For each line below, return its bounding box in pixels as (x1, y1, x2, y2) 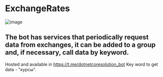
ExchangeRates (5, 3, 70, 14)
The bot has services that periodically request (5, 33, 149, 41)
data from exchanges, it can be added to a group (5, 41, 156, 49)
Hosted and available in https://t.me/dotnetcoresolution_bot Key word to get (5, 61, 158, 67)
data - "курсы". (5, 66, 37, 72)
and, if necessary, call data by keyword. (5, 48, 129, 57)
